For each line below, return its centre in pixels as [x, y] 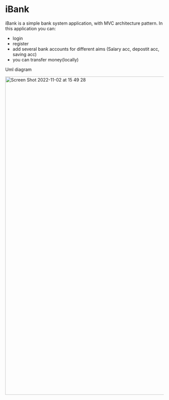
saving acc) [24, 54]
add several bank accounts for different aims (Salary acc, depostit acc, [86, 49]
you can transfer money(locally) [46, 59]
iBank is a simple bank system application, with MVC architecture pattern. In [84, 23]
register [21, 43]
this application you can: [31, 28]
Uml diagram [18, 69]
